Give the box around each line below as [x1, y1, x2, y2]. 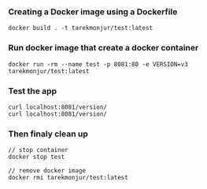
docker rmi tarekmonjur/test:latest [8, 174, 128, 182]
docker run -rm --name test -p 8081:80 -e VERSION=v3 [8, 60, 189, 69]
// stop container [8, 146, 68, 154]
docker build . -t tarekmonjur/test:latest [8, 24, 153, 32]
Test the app [8, 85, 57, 96]
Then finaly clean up [8, 128, 89, 139]
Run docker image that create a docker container [8, 43, 199, 54]
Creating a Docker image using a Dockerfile [8, 6, 178, 17]
